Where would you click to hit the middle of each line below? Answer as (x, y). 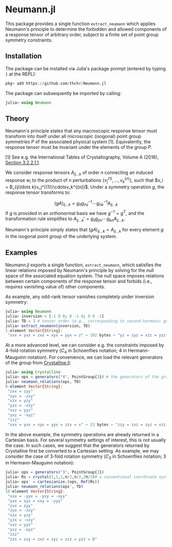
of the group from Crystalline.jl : (38, 363)
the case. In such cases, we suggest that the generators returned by (78, 445)
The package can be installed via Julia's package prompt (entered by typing (86, 68)
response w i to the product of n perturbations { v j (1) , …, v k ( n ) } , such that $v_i (84, 180)
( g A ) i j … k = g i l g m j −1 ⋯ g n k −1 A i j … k (86, 203)
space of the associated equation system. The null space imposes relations (85, 276)
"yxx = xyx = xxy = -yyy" (35, 501)
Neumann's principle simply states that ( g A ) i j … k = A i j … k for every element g (84, 230)
